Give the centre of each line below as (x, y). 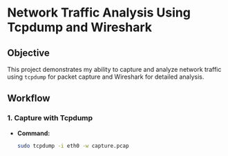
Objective (29, 53)
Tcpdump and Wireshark (80, 27)
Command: (34, 133)
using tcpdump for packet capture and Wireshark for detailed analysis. (106, 77)
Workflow (29, 98)
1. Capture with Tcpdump (50, 118)
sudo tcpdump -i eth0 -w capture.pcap (73, 146)
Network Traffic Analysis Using (99, 13)
